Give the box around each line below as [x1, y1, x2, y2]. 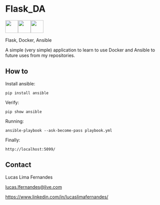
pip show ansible [5, 109, 42, 114]
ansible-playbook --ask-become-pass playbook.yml [5, 128, 113, 133]
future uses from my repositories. [5, 52, 75, 58]
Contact [5, 161, 31, 169]
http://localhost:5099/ [5, 147, 56, 152]
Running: [5, 118, 24, 124]
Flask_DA [5, 3, 46, 15]
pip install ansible [5, 90, 49, 96]
